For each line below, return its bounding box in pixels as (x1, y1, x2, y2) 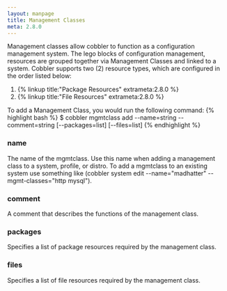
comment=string (7, 121, 55, 129)
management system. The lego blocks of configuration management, (7, 49, 205, 58)
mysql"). (68, 176, 93, 184)
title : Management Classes (7, 17, 86, 24)
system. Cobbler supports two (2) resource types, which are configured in (7, 64, 221, 73)
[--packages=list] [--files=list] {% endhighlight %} (56, 121, 201, 129)
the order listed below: (7, 72, 72, 80)
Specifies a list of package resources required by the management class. (7, 243, 217, 251)
